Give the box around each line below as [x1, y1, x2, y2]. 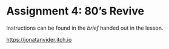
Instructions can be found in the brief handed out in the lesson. [6, 24, 164, 31]
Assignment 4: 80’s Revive [6, 4, 144, 18]
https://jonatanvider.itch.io [6, 36, 72, 43]
